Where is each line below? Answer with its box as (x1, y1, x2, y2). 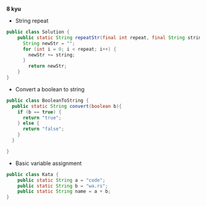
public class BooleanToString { (6, 97, 89, 104)
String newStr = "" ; (22, 40, 75, 47)
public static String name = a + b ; (17, 188, 112, 195)
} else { (17, 120, 40, 126)
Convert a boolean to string (15, 85, 85, 93)
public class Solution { (6, 29, 70, 35)
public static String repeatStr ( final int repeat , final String (17, 34, 185, 40)
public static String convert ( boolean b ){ (12, 103, 122, 109)
